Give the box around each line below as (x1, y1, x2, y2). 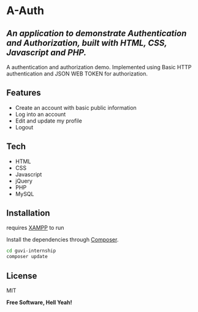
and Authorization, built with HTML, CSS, (6, 37, 167, 48)
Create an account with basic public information (15, 104, 137, 111)
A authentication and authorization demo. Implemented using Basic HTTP (6, 64, 192, 70)
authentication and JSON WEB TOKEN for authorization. (6, 70, 148, 77)
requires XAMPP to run (6, 224, 64, 232)
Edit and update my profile (15, 117, 83, 124)
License (6, 270, 37, 281)
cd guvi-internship (6, 248, 56, 254)
